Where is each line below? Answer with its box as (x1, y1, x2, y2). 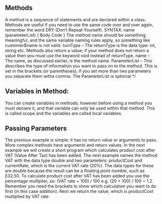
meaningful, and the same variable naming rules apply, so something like (5, 37, 150, 43)
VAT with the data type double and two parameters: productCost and (5, 158, 143, 163)
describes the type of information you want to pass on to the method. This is (5, 63, 158, 69)
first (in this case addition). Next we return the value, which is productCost (5, 189, 154, 194)
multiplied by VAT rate (5, 193, 49, 200)
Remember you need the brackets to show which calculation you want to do (5, 183, 156, 189)
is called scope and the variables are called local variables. (5, 110, 122, 116)
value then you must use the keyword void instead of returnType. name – (5, 53, 150, 58)
